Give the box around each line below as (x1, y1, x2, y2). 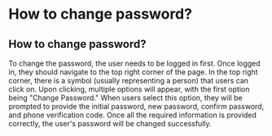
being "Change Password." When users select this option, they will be (8, 93, 243, 102)
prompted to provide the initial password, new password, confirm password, (8, 102, 265, 111)
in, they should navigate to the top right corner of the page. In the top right (8, 67, 258, 77)
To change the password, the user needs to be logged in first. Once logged (8, 58, 261, 68)
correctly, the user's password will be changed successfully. (8, 119, 212, 128)
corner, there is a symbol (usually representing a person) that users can (8, 76, 249, 85)
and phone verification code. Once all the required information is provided (8, 110, 257, 120)
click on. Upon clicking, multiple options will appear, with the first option (8, 84, 250, 94)
